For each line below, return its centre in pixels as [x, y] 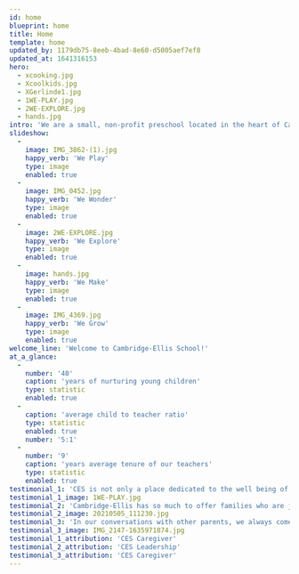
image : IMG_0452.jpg [63, 191]
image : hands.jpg [57, 274]
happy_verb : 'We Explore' [73, 241]
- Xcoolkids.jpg [47, 84]
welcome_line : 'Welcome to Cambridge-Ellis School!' [109, 348]
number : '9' [47, 456]
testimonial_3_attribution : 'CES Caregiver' [93, 555]
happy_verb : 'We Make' [67, 282]
